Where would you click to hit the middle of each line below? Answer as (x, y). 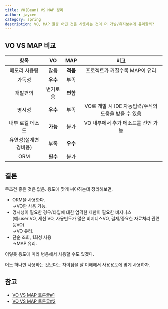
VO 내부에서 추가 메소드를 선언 (118, 123)
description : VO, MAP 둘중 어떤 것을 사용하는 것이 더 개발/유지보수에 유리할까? (80, 24)
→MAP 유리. (25, 243)
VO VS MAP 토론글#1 (33, 295)
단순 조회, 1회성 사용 (32, 237)
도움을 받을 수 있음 (121, 114)
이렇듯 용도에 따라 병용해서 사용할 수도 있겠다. (50, 254)
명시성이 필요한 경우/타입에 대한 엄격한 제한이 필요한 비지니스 (72, 212)
